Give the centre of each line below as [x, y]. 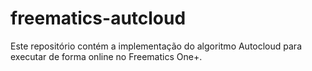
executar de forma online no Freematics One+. [106, 56]
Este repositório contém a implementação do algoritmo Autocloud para [156, 46]
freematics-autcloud [98, 18]
